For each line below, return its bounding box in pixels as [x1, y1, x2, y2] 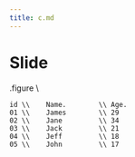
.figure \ [9, 83, 39, 93]
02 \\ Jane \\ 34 [9, 115, 120, 125]
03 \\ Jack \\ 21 [9, 123, 120, 132]
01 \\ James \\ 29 [9, 108, 120, 117]
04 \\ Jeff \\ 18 [9, 132, 120, 141]
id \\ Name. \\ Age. [9, 100, 128, 109]
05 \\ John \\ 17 [9, 140, 120, 149]
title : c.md [9, 13, 54, 23]
